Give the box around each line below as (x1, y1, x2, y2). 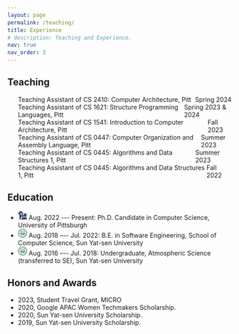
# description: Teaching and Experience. (7, 34, 132, 41)
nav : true (7, 41, 37, 49)
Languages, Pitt (17, 110, 64, 119)
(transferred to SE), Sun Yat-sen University (17, 256, 144, 265)
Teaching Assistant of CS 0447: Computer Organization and (17, 132, 194, 142)
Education (7, 192, 54, 204)
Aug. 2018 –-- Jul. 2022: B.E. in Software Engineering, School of (28, 231, 217, 239)
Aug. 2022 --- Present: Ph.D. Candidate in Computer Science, (28, 213, 210, 221)
